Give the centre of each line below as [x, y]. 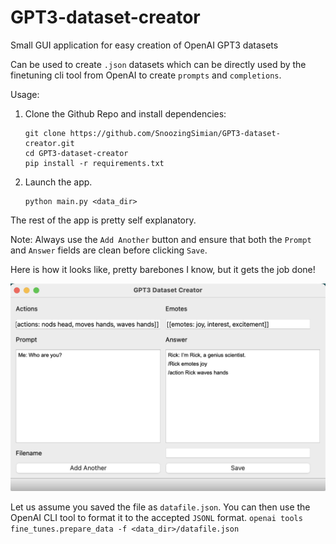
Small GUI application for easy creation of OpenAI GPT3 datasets [144, 45]
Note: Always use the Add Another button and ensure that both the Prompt [161, 239]
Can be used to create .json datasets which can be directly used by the [158, 64]
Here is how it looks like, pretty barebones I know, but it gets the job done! [163, 269]
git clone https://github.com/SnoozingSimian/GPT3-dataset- [152, 133]
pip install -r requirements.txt [94, 163]
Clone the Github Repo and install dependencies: [125, 113]
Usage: [25, 94]
